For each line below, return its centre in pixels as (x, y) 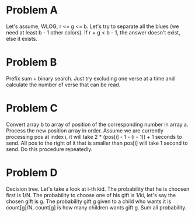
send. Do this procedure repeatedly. (49, 149)
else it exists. (22, 38)
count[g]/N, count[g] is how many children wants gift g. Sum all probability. (96, 207)
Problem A (32, 10)
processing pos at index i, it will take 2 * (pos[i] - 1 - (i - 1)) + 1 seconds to (94, 136)
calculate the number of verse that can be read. (63, 85)
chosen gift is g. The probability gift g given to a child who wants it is (89, 201)
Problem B (32, 62)
